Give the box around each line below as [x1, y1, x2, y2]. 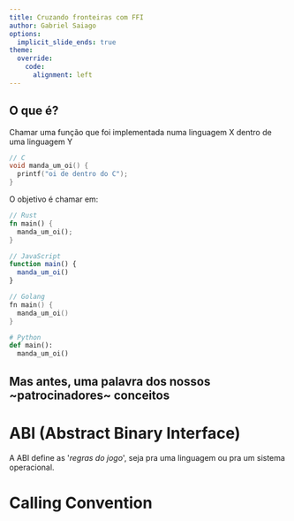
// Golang [9, 293, 46, 302]
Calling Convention [9, 493, 153, 513]
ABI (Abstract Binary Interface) [9, 423, 241, 443]
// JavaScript [9, 251, 62, 261]
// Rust [9, 211, 38, 220]
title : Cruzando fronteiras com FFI [9, 12, 144, 22]
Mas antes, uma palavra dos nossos [9, 373, 211, 389]
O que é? [9, 103, 59, 119]
